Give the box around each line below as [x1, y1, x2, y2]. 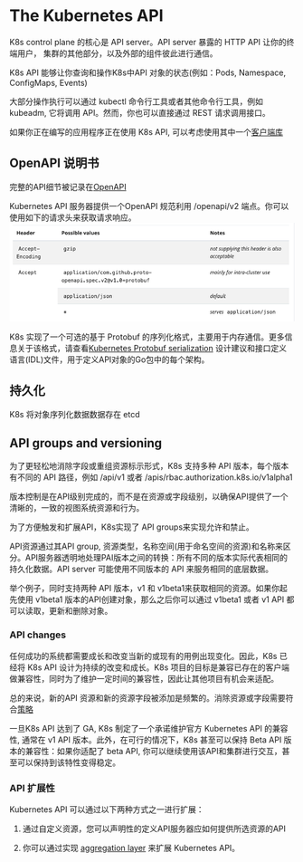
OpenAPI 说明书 [9, 156, 99, 171]
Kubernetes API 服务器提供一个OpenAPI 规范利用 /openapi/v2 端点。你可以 [9, 200, 289, 211]
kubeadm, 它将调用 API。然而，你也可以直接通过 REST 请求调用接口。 [9, 107, 271, 118]
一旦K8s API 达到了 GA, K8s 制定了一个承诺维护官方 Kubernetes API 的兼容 [9, 723, 289, 733]
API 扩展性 [9, 781, 56, 794]
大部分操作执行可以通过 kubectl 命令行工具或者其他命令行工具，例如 [9, 96, 264, 107]
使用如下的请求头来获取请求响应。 [9, 212, 137, 223]
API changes [9, 628, 67, 641]
